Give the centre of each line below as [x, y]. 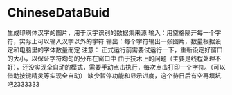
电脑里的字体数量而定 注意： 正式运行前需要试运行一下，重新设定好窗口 [121, 50]
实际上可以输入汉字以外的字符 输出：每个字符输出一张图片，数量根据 [117, 41]
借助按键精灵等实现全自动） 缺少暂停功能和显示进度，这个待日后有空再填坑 [114, 75]
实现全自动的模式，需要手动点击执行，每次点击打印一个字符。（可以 [130, 67]
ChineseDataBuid [59, 13]
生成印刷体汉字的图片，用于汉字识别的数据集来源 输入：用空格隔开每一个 [111, 32]
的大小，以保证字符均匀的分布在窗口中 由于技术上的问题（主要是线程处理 [111, 58]
